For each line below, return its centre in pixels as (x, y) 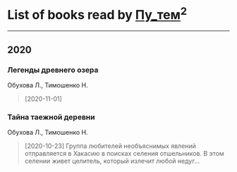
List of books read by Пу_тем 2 (97, 14)
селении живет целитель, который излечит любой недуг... (112, 161)
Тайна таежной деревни (51, 117)
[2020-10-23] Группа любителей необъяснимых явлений (110, 146)
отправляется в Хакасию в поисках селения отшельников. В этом (124, 154)
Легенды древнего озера (53, 70)
